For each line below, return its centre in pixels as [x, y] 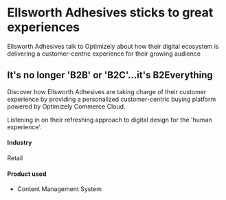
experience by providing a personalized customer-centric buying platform [112, 99]
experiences [44, 27]
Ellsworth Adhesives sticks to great [110, 13]
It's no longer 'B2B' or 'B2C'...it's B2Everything [110, 75]
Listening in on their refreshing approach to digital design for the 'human [110, 120]
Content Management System [59, 189]
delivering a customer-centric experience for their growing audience [104, 54]
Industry [20, 143]
